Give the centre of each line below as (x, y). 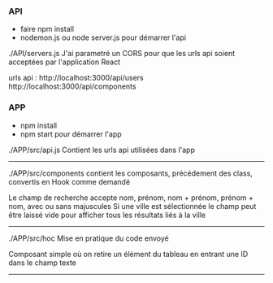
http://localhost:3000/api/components (72, 86)
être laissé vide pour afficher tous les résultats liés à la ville (107, 215)
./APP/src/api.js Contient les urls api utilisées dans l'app (102, 150)
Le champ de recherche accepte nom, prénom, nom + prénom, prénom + (131, 198)
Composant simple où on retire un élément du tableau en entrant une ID (128, 254)
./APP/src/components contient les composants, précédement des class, (131, 173)
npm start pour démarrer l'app (71, 134)
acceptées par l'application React (64, 62)
